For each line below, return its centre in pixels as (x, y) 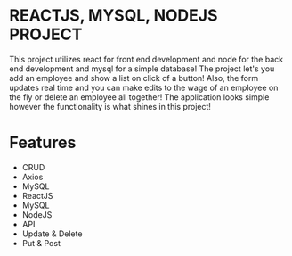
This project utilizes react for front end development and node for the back (146, 59)
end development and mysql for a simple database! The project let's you (142, 69)
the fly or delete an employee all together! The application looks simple (139, 97)
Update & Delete (52, 234)
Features (43, 143)
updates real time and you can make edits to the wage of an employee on (144, 87)
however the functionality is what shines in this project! (110, 106)
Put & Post (41, 243)
